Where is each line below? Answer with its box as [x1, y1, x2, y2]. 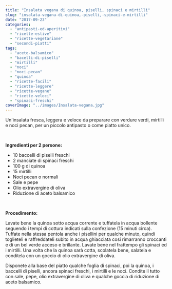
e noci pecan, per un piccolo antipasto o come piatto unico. [5, 122, 131, 129]
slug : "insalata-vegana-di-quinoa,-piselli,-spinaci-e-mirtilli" [5, 12, 148, 17]
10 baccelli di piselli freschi [12, 152, 70, 158]
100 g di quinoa [12, 163, 46, 169]
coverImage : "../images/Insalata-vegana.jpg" [5, 103, 104, 108]
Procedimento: [5, 210, 38, 216]
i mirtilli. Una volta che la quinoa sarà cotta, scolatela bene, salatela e [5, 247, 151, 254]
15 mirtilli [12, 169, 32, 175]
